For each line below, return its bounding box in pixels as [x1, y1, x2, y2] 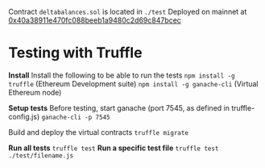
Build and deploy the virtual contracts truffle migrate [8, 127, 189, 136]
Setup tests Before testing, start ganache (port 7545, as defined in [8, 103, 230, 112]
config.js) [8, 111, 40, 121]
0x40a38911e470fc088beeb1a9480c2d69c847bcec [8, 15, 181, 25]
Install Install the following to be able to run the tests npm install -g [8, 70, 235, 80]
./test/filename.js [8, 151, 74, 160]
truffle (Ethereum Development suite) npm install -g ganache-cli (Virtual [8, 78, 259, 88]
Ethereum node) [8, 87, 62, 97]
